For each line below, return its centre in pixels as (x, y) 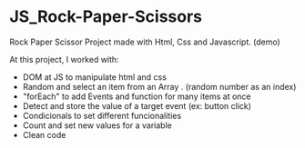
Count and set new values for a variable (97, 125)
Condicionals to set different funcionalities (102, 115)
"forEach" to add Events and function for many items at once (137, 96)
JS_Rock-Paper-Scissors (106, 17)
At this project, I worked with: (65, 59)
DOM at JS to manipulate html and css (94, 77)
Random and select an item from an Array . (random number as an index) (159, 86)
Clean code (44, 134)
